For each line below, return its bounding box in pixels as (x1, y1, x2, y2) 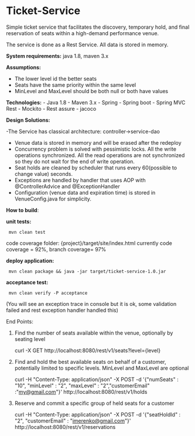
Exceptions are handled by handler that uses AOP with (14, 176, 146, 183)
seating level (14, 335, 46, 342)
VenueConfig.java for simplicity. (14, 195, 92, 202)
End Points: (6, 318, 33, 325)
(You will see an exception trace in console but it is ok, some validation (6, 300, 177, 307)
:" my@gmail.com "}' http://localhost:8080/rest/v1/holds (14, 388, 148, 395)
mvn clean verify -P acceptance (8, 290, 88, 296)
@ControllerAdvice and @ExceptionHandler (14, 183, 120, 190)
